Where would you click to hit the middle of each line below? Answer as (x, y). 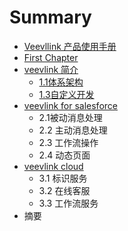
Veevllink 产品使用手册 (70, 46)
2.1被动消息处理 (70, 117)
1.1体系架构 (61, 82)
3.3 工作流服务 (68, 203)
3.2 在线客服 (64, 190)
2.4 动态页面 (64, 155)
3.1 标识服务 (63, 178)
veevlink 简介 (51, 69)
